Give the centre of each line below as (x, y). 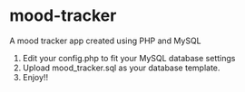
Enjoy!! (35, 77)
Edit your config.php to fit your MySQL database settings (129, 58)
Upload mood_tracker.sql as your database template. (121, 68)
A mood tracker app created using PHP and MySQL (105, 41)
